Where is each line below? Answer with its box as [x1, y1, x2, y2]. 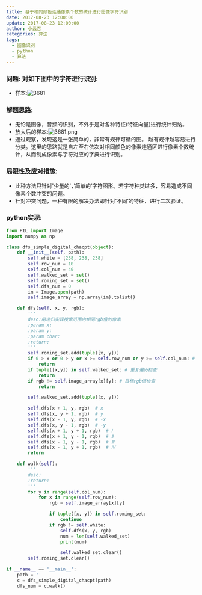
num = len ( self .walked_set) [60, 533, 130, 539]
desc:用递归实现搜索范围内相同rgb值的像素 [28, 316, 121, 322]
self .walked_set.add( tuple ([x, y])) [28, 395, 120, 401]
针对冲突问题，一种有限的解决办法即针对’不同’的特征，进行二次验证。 [14, 197, 187, 205]
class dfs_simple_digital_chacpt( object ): [6, 244, 114, 250]
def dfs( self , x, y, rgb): [17, 305, 85, 312]
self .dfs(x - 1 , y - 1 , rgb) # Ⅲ [28, 439, 115, 445]
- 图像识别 [11, 43, 35, 49]
